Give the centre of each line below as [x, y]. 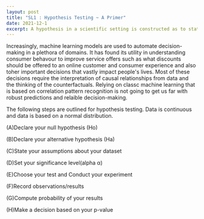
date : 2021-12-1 [27, 23]
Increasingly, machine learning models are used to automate [82, 46]
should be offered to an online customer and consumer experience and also [101, 66]
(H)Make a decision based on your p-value [60, 210]
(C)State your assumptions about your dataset [64, 151]
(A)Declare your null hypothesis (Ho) [52, 127]
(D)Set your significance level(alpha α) [55, 163]
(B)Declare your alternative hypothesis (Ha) [61, 140]
